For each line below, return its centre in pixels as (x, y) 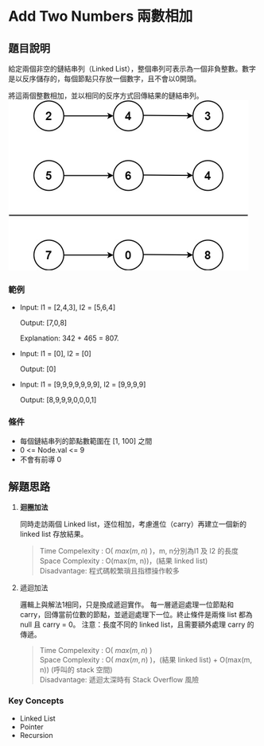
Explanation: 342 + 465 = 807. (69, 338)
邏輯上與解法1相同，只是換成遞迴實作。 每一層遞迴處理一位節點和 (127, 604)
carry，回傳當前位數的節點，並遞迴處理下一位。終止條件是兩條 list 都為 (136, 615)
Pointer (31, 727)
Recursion (36, 735)
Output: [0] (38, 369)
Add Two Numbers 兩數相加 (101, 16)
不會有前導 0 (41, 459)
